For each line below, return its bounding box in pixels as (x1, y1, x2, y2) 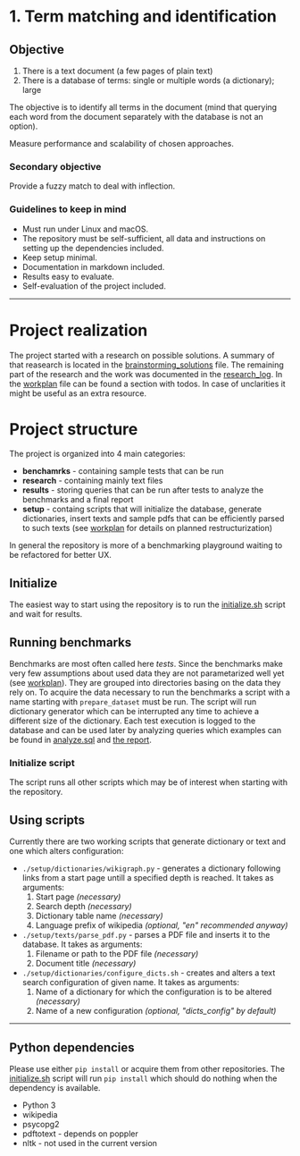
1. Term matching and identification (9, 6, 277, 27)
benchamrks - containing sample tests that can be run (21, 466, 225, 477)
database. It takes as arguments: (21, 939, 143, 949)
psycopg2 (21, 1119, 60, 1130)
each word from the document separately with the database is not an (9, 112, 263, 122)
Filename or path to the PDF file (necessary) (35, 949, 199, 959)
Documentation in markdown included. (21, 261, 165, 272)
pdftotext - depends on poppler (21, 1128, 138, 1139)
